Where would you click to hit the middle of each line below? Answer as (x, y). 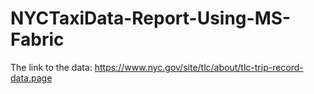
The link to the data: (51, 67)
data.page (31, 78)
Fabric (37, 39)
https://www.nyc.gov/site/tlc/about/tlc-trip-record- (199, 67)
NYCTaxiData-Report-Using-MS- (151, 18)
